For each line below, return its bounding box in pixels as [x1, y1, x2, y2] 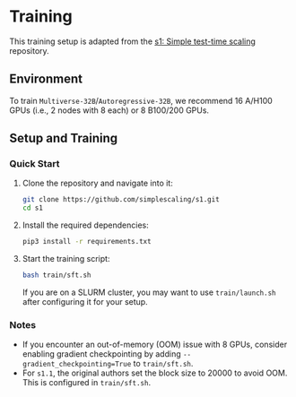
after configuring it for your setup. [22, 296, 148, 306]
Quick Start [9, 158, 60, 170]
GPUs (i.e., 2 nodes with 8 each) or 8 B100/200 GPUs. [9, 105, 209, 116]
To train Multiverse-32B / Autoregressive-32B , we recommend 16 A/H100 [9, 95, 274, 106]
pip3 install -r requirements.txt [22, 237, 152, 246]
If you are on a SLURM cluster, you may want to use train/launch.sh [22, 287, 276, 298]
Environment [9, 72, 83, 87]
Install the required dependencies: [22, 220, 150, 230]
